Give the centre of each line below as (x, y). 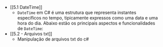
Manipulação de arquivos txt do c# (53, 39)
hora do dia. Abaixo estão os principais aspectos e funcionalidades (86, 23)
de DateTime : (30, 28)
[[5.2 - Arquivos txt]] (31, 34)
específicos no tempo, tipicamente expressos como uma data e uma (87, 18)
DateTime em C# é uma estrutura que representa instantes (77, 12)
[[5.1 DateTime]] (26, 7)
